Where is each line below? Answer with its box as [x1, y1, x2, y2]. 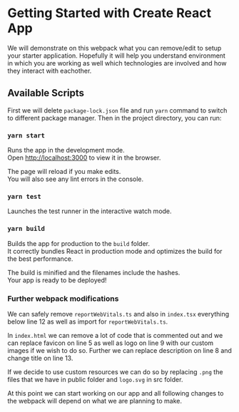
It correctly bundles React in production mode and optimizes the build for [7, 247, 223, 255]
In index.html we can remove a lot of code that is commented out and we [7, 331, 223, 339]
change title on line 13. [7, 354, 73, 362]
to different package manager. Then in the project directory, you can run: [7, 113, 222, 122]
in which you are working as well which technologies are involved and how [7, 58, 227, 67]
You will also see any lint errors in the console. [7, 175, 144, 183]
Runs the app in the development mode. [7, 146, 125, 155]
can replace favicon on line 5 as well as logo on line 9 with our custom [7, 339, 214, 347]
